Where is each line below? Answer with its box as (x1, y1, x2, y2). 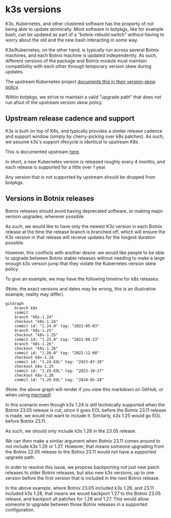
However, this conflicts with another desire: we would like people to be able (5, 250, 165, 256)
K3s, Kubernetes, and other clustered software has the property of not (5, 20, 154, 27)
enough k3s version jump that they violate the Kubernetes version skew (5, 260, 156, 266)
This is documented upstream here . (5, 149, 80, 155)
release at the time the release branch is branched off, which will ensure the (5, 229, 165, 235)
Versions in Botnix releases (5, 194, 94, 203)
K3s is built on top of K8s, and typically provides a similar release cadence (5, 128, 163, 134)
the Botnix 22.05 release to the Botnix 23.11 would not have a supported (5, 448, 156, 454)
